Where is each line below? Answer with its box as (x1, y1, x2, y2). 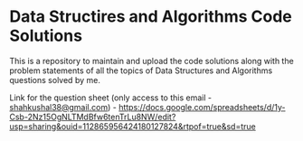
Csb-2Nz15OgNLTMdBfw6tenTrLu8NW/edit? (9, 111, 176, 122)
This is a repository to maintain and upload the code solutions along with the (9, 55, 294, 66)
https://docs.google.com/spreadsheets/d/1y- (118, 101, 287, 112)
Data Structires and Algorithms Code (9, 6, 292, 27)
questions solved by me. (9, 74, 101, 85)
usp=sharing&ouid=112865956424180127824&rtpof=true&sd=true (9, 120, 256, 132)
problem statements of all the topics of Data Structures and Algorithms (9, 65, 273, 76)
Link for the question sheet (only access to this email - (9, 92, 213, 103)
